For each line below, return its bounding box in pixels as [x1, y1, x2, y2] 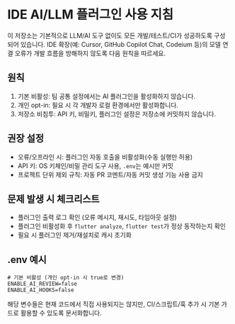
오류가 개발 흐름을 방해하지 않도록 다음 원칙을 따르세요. [14, 49, 166, 57]
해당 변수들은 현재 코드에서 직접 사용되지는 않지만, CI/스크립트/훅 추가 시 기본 [7, 300, 220, 308]
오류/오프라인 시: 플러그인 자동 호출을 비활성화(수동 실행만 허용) [17, 152, 193, 161]
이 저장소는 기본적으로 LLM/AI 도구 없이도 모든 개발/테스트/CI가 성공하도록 [7, 31, 212, 40]
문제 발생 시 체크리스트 [7, 193, 101, 205]
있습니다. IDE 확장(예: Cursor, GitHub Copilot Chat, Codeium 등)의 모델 [20, 40, 222, 48]
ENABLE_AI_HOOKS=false [7, 286, 74, 294]
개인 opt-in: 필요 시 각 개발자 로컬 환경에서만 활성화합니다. [17, 101, 179, 109]
